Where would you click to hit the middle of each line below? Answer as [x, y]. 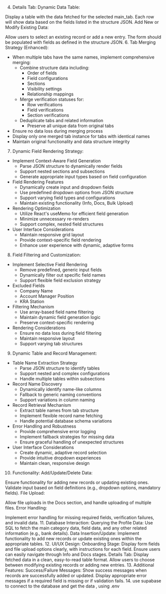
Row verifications [45, 105]
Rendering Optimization [36, 208]
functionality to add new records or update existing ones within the [74, 539]
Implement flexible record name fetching [61, 416]
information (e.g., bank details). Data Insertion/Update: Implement [72, 533]
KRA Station [32, 301]
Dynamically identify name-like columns [60, 389]
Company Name [36, 291]
